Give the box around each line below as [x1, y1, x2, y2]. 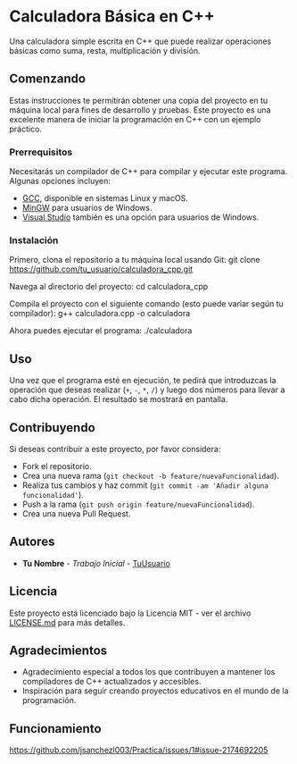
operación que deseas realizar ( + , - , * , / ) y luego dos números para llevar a [9, 384, 285, 395]
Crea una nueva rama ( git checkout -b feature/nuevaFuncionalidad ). [21, 470, 279, 481]
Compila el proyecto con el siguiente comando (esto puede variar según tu [9, 298, 284, 309]
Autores [9, 534, 55, 550]
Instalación [9, 234, 59, 247]
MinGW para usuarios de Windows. [21, 203, 153, 214]
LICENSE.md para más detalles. [9, 617, 126, 627]
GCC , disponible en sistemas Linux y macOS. [21, 193, 189, 204]
